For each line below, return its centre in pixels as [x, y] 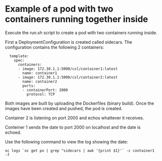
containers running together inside [77, 19]
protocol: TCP [41, 94]
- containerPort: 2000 [45, 90]
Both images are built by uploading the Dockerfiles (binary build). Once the [80, 103]
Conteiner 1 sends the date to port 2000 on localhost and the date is [73, 127]
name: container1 [40, 73]
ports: [29, 86]
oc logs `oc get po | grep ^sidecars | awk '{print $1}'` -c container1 [80, 151]
